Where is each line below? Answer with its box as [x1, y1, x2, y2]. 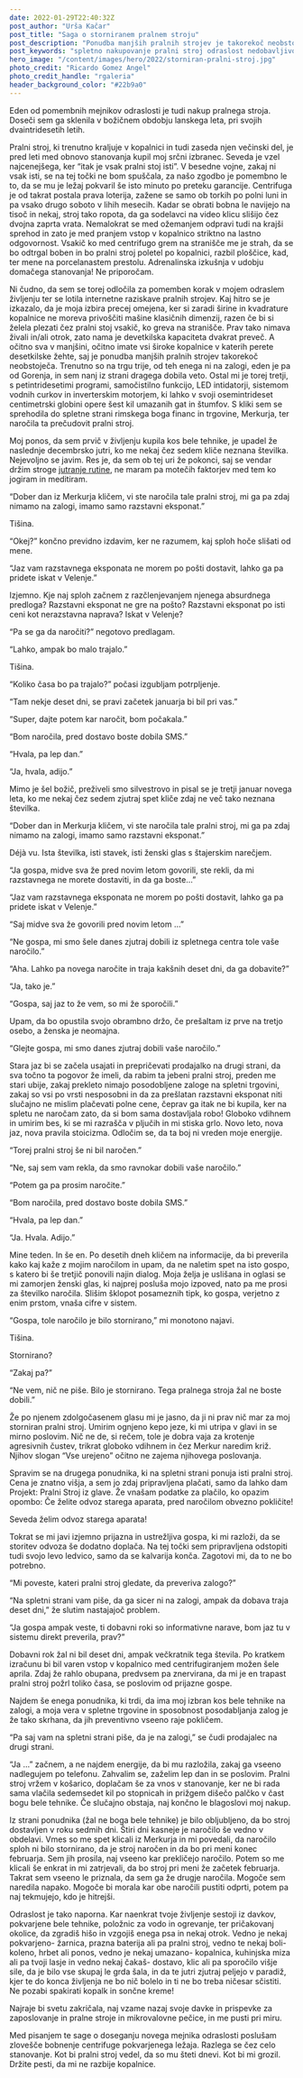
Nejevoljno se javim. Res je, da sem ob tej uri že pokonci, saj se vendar [9, 454, 272, 465]
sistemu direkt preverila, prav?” [9, 1631, 125, 1642]
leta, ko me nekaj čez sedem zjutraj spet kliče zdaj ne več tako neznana [9, 792, 275, 803]
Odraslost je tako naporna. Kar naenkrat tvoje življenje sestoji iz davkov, [9, 1909, 277, 1919]
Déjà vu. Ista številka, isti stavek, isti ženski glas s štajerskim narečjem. [9, 847, 272, 857]
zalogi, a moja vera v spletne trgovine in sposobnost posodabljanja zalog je [9, 1705, 289, 1716]
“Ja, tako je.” [9, 980, 56, 992]
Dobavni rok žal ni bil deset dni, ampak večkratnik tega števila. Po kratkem [9, 1649, 286, 1660]
